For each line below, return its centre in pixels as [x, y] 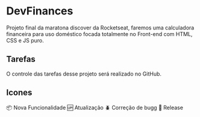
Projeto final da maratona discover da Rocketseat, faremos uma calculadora [100, 28]
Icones [19, 93]
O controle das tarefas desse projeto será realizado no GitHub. [84, 74]
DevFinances [40, 11]
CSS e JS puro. [25, 40]
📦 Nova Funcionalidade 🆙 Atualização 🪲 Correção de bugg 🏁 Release [95, 107]
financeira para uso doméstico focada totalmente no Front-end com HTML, [99, 34]
